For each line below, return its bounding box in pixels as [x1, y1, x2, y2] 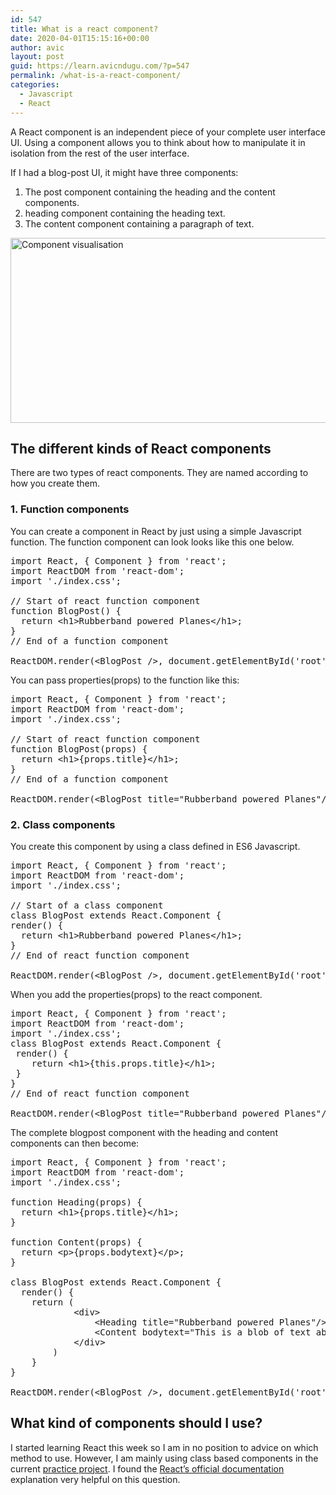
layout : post [10, 52, 65, 62]
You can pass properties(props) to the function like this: [10, 674, 240, 686]
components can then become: [10, 1137, 140, 1149]
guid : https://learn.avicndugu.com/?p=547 [10, 61, 190, 71]
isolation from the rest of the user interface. [10, 147, 190, 159]
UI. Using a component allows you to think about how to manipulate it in [10, 136, 306, 148]
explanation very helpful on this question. [10, 1473, 181, 1485]
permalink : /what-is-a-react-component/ [10, 71, 182, 81]
